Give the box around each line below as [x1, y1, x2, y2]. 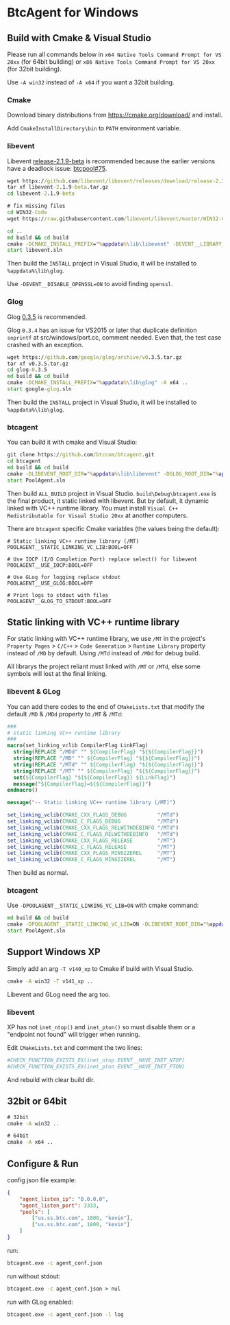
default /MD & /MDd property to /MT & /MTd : [7, 710, 123, 718]
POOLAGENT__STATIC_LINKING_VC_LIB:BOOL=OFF [7, 543, 133, 550]
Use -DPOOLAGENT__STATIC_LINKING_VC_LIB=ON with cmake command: [7, 901, 199, 910]
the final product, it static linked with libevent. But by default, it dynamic [7, 496, 209, 505]
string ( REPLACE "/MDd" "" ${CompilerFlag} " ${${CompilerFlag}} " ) [13, 749, 204, 755]
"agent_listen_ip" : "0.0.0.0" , [19, 1195, 109, 1202]
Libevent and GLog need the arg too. [7, 990, 111, 998]
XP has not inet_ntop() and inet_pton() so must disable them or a [7, 1023, 196, 1031]
